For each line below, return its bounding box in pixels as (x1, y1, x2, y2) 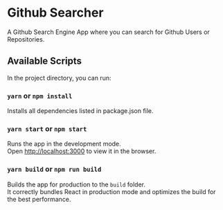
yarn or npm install (7, 91, 73, 100)
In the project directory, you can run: (7, 73, 111, 82)
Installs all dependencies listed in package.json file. (7, 107, 154, 115)
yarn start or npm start (7, 123, 87, 133)
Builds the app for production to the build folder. (7, 180, 146, 189)
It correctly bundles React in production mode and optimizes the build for (7, 187, 216, 195)
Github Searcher (7, 5, 104, 21)
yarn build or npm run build (7, 164, 102, 174)
